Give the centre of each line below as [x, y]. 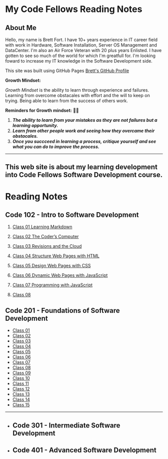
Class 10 [21, 378]
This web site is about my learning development [81, 167]
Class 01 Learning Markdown [42, 227]
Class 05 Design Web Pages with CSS [51, 266]
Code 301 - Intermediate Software [66, 425]
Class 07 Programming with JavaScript [52, 285]
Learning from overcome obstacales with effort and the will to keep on [77, 95]
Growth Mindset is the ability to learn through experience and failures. [77, 90]
